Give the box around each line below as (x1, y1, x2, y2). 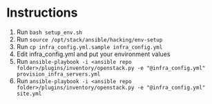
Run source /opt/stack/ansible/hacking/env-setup (16, 35, 163, 43)
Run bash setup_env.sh (16, 28, 82, 36)
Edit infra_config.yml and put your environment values (16, 50, 171, 58)
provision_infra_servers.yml (16, 71, 101, 78)
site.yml (16, 90, 42, 97)
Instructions (6, 5, 78, 21)
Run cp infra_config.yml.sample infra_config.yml (16, 42, 163, 51)
